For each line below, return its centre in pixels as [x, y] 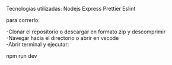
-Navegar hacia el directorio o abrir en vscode [63, 38]
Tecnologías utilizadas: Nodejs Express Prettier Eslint [71, 9]
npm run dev [22, 56]
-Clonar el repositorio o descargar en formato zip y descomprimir [86, 32]
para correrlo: [23, 20]
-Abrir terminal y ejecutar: [38, 44]
